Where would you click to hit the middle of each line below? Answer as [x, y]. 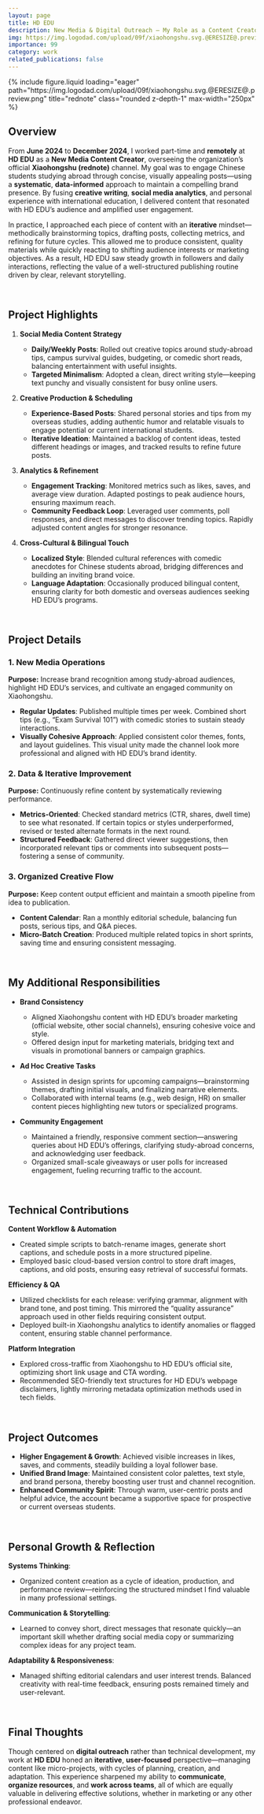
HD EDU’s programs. [64, 600]
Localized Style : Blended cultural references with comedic [126, 558]
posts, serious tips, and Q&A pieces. [78, 926]
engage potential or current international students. [113, 429]
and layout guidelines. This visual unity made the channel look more [129, 745]
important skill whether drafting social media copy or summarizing [126, 1637]
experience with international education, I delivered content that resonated [129, 201]
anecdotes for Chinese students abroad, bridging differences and [137, 566]
